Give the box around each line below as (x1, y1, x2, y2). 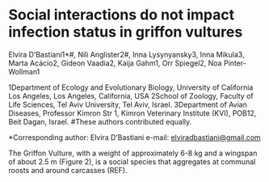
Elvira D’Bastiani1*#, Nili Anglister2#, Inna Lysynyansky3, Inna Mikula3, (8, 49, 245, 59)
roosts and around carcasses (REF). (8, 165, 128, 175)
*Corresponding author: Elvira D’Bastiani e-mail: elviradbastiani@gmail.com (8, 132, 261, 142)
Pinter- (223, 58, 246, 68)
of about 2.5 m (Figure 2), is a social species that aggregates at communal (8, 156, 256, 167)
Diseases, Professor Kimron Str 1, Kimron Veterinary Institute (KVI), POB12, (8, 108, 257, 118)
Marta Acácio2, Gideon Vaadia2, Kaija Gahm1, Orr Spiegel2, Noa (8, 58, 222, 68)
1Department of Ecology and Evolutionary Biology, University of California (8, 83, 254, 92)
